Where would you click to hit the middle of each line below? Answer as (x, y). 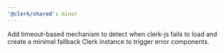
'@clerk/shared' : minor (43, 14)
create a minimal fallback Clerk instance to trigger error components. (108, 41)
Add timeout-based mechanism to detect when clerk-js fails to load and (112, 34)
